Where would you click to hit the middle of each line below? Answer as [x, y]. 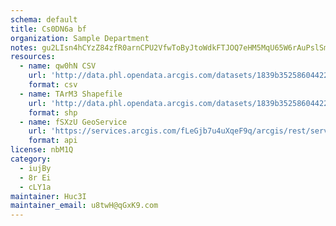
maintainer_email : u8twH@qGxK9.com [84, 206]
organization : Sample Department [80, 38]
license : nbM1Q [42, 150]
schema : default [44, 19]
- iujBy [35, 168]
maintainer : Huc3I [48, 196]
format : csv [53, 85]
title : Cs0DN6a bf [48, 29]
